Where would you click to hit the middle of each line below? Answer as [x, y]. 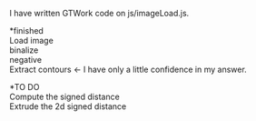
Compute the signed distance [64, 96]
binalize [24, 50]
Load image [32, 40]
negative [26, 60]
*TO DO [25, 87]
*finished [26, 30]
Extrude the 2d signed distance [68, 106]
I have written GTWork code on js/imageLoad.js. [99, 13]
